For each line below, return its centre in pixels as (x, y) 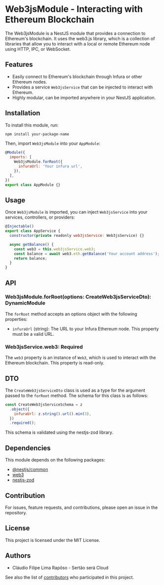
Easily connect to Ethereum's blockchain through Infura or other (77, 76)
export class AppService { (33, 231)
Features (19, 65)
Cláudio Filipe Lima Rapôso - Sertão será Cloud (60, 568)
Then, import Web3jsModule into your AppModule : (53, 143)
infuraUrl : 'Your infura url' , (50, 167)
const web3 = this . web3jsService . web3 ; (55, 249)
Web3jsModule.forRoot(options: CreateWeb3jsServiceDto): (78, 297)
